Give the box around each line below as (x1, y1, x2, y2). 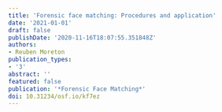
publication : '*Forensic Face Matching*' (8, 84, 146, 93)
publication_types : (8, 56, 72, 64)
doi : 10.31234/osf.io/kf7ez (8, 92, 101, 100)
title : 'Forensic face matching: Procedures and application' (8, 11, 216, 20)
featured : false (8, 77, 61, 85)
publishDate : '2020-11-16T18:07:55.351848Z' (8, 33, 157, 42)
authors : (8, 41, 37, 49)
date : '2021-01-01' (8, 19, 72, 27)
